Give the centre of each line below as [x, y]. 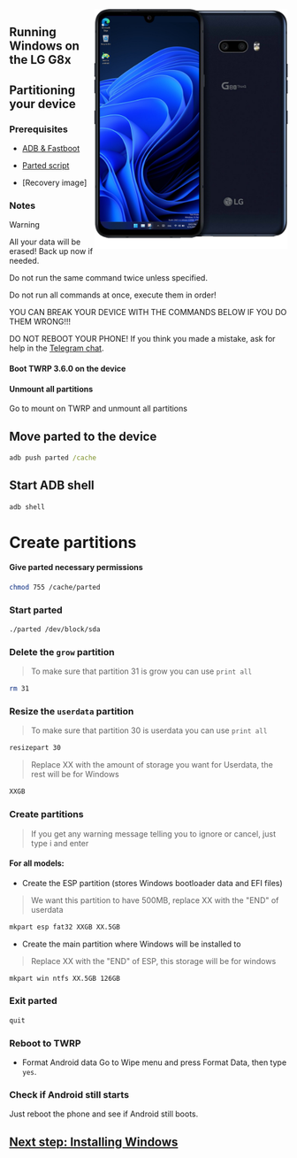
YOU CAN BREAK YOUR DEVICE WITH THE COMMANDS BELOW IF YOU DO [148, 313]
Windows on [44, 46]
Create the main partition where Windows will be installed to [131, 944]
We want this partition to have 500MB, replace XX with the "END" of [155, 900]
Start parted [36, 610]
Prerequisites [38, 129]
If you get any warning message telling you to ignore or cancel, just [153, 834]
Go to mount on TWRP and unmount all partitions [99, 409]
